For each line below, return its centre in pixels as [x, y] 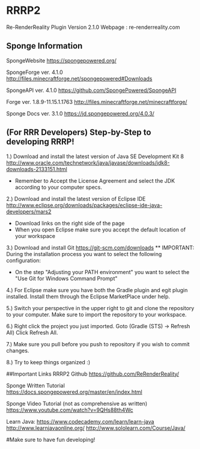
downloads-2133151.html [37, 169]
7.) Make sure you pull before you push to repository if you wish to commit [98, 344]
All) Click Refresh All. [32, 332]
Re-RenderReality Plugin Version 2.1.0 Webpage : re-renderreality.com [93, 27]
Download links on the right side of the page [70, 223]
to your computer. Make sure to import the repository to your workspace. [97, 314]
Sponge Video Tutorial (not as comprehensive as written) [77, 403]
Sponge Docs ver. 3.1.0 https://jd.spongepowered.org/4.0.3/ [80, 113]
